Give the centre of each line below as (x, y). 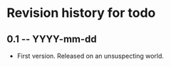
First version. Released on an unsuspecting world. (90, 56)
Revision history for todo (81, 13)
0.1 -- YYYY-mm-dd (52, 39)
